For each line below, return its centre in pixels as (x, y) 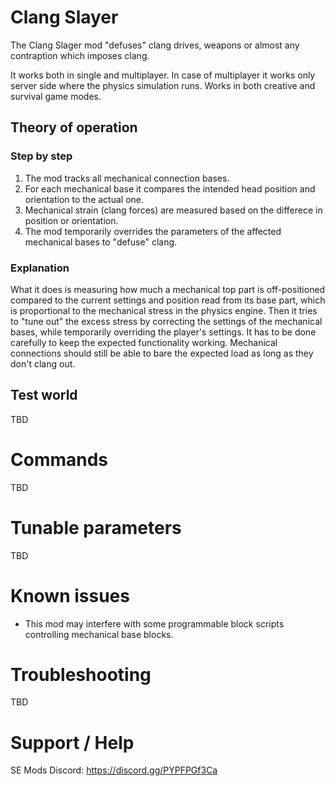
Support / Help (72, 742)
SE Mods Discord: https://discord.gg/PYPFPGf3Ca (114, 770)
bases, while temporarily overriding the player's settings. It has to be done (163, 332)
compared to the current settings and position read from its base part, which (168, 300)
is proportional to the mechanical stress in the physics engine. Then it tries (164, 310)
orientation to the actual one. (84, 199)
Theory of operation (74, 127)
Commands (59, 459)
